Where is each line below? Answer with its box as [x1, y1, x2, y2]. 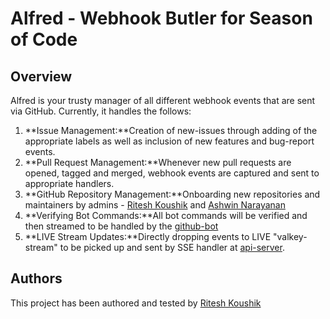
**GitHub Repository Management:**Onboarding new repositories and [24, 188, 321, 200]
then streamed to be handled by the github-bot [24, 220, 219, 232]
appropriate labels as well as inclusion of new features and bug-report [24, 135, 315, 147]
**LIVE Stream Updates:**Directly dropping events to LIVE [24, 231, 272, 242]
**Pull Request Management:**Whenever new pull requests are [24, 157, 292, 168]
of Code [10, 28, 78, 51]
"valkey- [273, 231, 308, 242]
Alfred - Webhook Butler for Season [10, 7, 313, 30]
